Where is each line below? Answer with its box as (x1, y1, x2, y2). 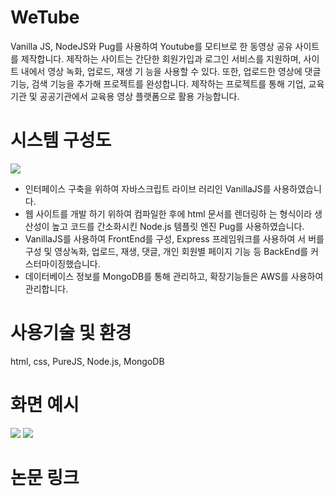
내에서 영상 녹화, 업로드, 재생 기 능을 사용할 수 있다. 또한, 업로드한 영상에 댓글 (20, 65, 322, 77)
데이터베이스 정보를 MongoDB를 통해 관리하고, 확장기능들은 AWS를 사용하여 (24, 270, 324, 282)
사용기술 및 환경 (10, 322, 132, 345)
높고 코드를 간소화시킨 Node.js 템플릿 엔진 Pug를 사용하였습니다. (51, 220, 305, 232)
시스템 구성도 (10, 129, 112, 152)
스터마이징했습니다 (24, 257, 98, 270)
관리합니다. (24, 282, 69, 295)
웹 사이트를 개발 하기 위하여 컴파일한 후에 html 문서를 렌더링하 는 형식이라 (24, 207, 313, 220)
